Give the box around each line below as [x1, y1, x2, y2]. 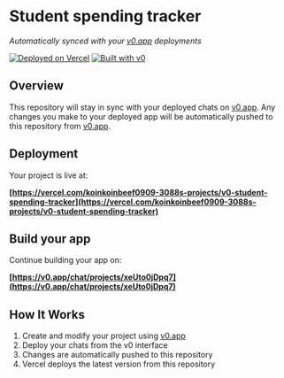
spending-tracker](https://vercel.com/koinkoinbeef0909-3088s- [9, 197, 257, 207]
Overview [9, 78, 65, 94]
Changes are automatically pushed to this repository [21, 350, 213, 360]
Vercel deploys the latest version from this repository [21, 359, 216, 369]
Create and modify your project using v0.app [21, 330, 186, 342]
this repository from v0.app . [9, 120, 111, 131]
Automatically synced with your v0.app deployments [9, 35, 202, 46]
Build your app [9, 231, 91, 246]
